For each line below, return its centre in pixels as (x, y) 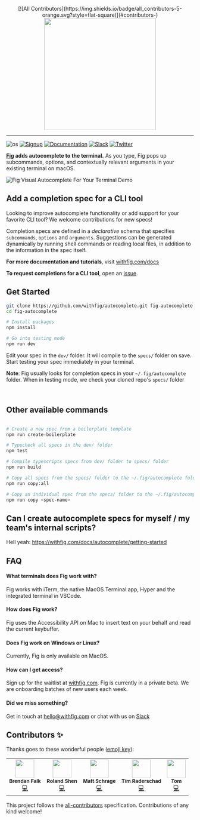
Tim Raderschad (142, 781)
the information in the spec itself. (46, 250)
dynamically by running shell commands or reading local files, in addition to (99, 244)
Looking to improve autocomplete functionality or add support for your (93, 213)
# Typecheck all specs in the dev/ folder (60, 445)
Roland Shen (62, 781)
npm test (17, 451)
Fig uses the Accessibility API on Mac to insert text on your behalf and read (99, 623)
